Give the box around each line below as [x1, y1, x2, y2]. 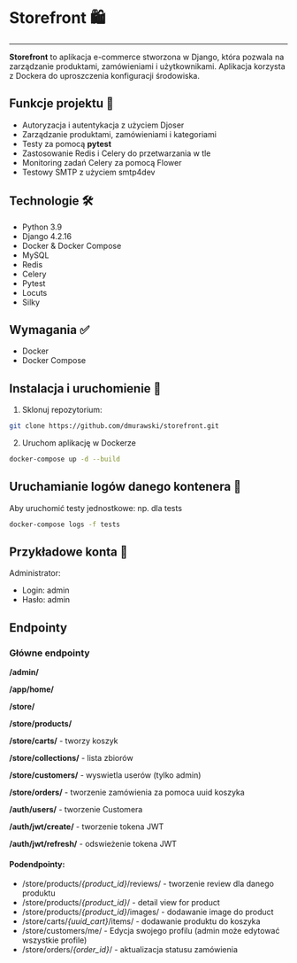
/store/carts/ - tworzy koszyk [9, 735, 118, 746]
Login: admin [21, 585, 70, 595]
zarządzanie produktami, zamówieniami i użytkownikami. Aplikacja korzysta [9, 60, 286, 72]
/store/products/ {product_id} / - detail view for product [21, 897, 221, 908]
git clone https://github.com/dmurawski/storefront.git [9, 422, 219, 431]
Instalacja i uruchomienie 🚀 [9, 381, 162, 396]
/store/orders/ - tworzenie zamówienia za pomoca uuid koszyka [9, 787, 245, 798]
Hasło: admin [21, 594, 71, 605]
